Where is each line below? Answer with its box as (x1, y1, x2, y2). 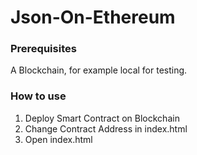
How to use (10, 89, 67, 103)
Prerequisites (10, 42, 77, 56)
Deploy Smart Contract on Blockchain (24, 112, 180, 124)
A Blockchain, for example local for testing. (10, 64, 188, 76)
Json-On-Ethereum (10, 6, 176, 29)
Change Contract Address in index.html (24, 122, 188, 135)
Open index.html (24, 133, 93, 145)
